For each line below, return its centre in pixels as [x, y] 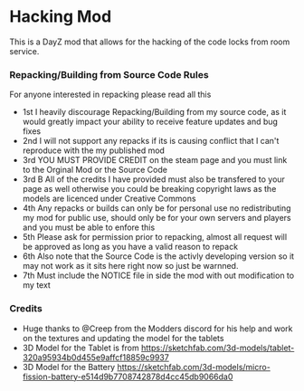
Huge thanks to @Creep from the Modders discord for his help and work [157, 329]
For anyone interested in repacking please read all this [110, 95]
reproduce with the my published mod [94, 150]
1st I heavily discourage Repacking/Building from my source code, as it [154, 112]
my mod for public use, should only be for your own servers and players [157, 218]
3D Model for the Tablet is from [81, 348]
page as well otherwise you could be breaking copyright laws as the [149, 189]
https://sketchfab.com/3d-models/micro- [194, 367]
